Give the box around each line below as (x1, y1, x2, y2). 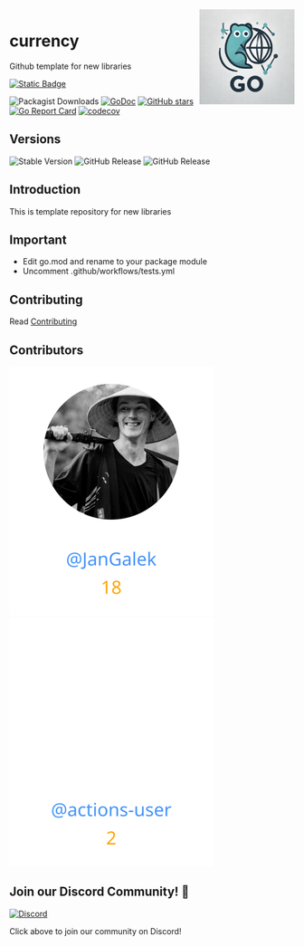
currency (9, 31, 80, 52)
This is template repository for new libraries (9, 205, 172, 216)
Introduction (9, 182, 81, 197)
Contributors (9, 342, 84, 358)
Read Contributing (9, 316, 78, 327)
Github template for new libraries (9, 61, 132, 72)
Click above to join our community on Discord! (9, 925, 182, 936)
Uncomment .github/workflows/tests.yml (22, 266, 175, 277)
